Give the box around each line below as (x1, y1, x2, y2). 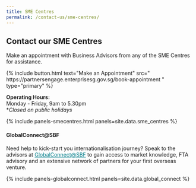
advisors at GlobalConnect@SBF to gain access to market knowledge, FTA (6, 151, 189, 158)
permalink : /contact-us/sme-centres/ (6, 14, 100, 20)
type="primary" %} (6, 82, 53, 90)
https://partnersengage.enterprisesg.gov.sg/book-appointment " (6, 76, 165, 83)
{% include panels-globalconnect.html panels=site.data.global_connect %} (6, 175, 190, 182)
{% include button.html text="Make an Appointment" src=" (6, 69, 150, 77)
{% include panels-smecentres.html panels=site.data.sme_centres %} (6, 118, 178, 125)
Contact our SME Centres (6, 36, 103, 46)
